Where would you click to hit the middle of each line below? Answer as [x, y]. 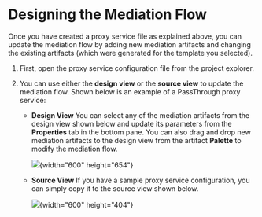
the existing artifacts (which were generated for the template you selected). [131, 53]
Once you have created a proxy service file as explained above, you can [125, 36]
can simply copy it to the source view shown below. [115, 188]
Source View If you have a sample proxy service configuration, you [140, 180]
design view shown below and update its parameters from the [131, 123]
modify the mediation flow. [74, 149]
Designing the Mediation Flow [107, 15]
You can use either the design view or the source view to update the [131, 83]
